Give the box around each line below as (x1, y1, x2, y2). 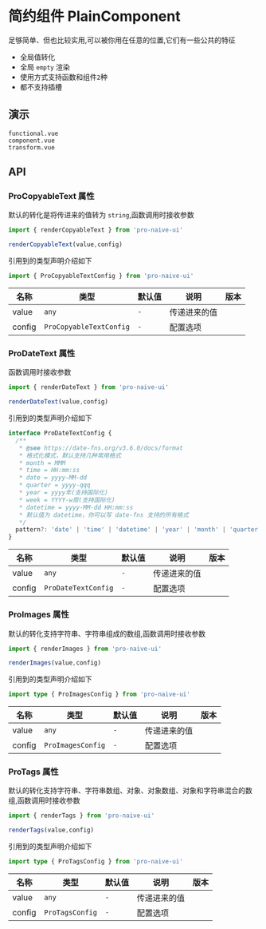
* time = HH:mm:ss (18, 466, 80, 474)
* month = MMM (18, 459, 66, 467)
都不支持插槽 (19, 81, 62, 92)
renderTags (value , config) (8, 826, 94, 835)
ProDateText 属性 (8, 347, 76, 359)
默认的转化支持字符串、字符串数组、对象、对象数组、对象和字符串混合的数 (8, 786, 252, 796)
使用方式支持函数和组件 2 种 (19, 72, 108, 81)
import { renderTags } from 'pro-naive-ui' (8, 812, 155, 820)
